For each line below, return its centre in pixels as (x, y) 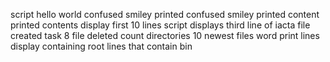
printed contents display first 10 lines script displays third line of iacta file (160, 25)
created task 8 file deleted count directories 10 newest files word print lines (165, 35)
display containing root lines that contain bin (101, 46)
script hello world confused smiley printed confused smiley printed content (165, 14)
